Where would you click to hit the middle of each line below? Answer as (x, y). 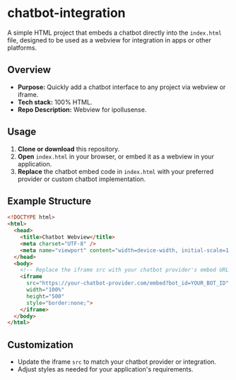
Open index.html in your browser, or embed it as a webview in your (116, 156)
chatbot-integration (66, 13)
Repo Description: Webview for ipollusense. (82, 109)
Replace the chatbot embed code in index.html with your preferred (116, 171)
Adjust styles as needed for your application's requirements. (105, 369)
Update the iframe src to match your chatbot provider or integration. (117, 362)
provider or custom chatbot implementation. (82, 179)
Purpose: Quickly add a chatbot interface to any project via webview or (122, 87)
